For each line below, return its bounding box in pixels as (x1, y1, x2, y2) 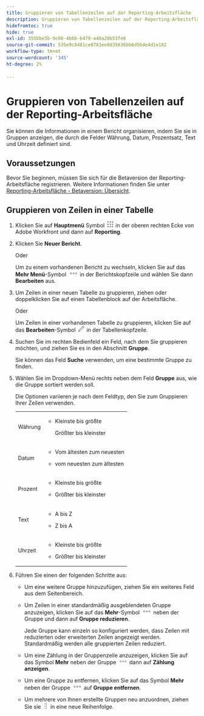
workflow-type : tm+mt (6, 49, 61, 55)
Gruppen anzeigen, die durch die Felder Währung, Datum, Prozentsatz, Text (6, 134, 196, 141)
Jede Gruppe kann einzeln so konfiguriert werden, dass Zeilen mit (24, 627, 189, 634)
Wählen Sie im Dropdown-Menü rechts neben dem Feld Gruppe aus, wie (15, 375, 197, 382)
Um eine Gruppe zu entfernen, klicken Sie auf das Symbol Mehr (24, 677, 185, 684)
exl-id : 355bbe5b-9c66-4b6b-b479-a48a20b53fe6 (6, 35, 126, 42)
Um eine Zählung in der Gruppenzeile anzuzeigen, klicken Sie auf (24, 652, 188, 659)
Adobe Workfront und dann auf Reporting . (15, 228, 122, 235)
